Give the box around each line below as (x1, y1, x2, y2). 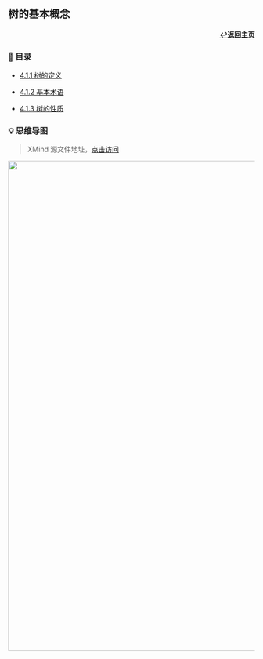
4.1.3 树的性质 (19, 104, 64, 114)
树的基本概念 (8, 7, 70, 21)
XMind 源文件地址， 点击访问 (27, 144, 120, 155)
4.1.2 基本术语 (19, 87, 64, 96)
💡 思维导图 (8, 126, 49, 137)
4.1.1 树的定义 (19, 71, 63, 80)
